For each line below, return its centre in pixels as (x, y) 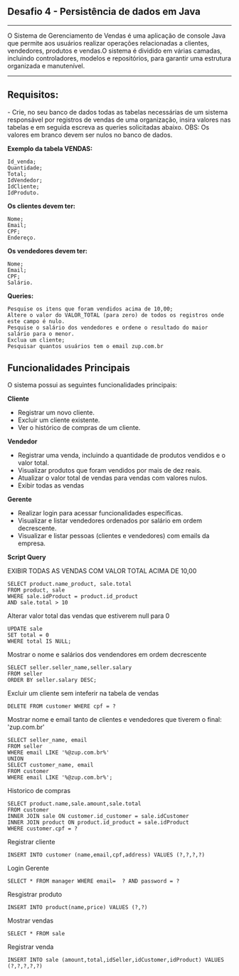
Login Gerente (28, 869)
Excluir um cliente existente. (59, 420)
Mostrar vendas (31, 920)
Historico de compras (39, 791)
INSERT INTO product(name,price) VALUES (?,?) (78, 908)
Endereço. (22, 238)
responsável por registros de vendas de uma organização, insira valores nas (119, 120)
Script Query (27, 557)
